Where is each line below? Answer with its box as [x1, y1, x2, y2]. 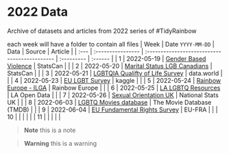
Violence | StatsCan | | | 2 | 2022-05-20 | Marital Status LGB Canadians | [7, 62, 213, 70]
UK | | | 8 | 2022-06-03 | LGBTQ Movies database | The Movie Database [7, 98, 212, 106]
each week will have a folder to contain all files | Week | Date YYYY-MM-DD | [7, 40, 215, 48]
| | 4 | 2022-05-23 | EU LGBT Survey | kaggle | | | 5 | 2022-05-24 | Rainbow [7, 76, 221, 84]
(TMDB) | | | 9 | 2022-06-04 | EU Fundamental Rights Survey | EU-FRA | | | [7, 105, 218, 114]
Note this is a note [23, 126, 76, 134]
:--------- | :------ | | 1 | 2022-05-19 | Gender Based [59, 54, 206, 62]
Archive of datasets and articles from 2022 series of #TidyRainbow [7, 27, 197, 35]
